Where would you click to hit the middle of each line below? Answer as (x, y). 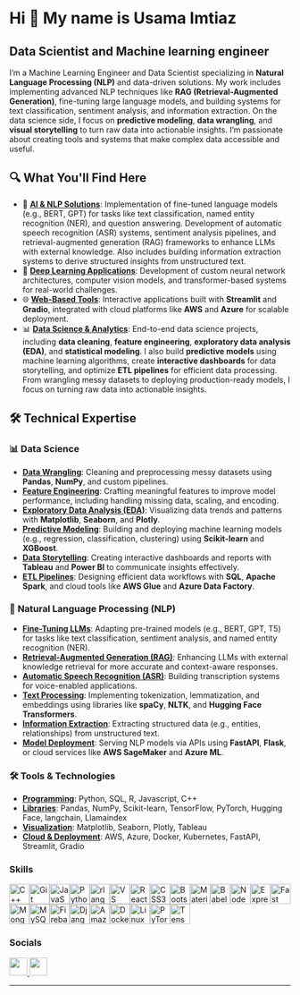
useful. (22, 149)
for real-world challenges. (70, 289)
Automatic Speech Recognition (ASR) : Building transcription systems (151, 676)
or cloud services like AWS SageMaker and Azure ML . (123, 752)
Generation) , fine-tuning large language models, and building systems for (145, 101)
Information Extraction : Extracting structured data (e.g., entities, (142, 723)
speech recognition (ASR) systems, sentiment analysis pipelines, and (149, 233)
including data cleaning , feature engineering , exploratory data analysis (156, 341)
